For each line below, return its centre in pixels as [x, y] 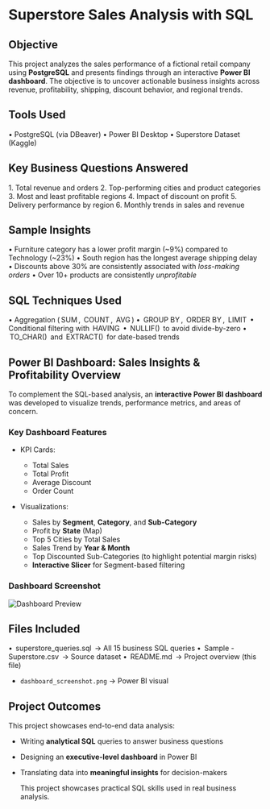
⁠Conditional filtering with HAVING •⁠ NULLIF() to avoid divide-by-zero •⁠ [128, 329]
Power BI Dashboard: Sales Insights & [104, 362]
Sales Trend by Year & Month [81, 548]
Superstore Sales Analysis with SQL [131, 15]
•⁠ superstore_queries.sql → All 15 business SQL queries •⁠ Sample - [122, 648]
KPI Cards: [37, 450]
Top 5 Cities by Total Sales [76, 539]
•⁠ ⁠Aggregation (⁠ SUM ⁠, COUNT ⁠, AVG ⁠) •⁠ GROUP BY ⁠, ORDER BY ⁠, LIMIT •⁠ [131, 320]
